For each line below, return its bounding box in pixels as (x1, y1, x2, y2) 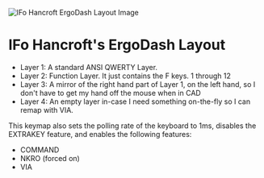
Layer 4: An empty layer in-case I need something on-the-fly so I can (19, 97, 251, 106)
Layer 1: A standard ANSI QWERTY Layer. (19, 62, 158, 72)
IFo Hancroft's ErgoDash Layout (8, 36, 226, 54)
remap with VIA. (19, 105, 74, 114)
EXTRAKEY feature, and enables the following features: (8, 129, 192, 139)
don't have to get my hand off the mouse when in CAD (19, 88, 202, 97)
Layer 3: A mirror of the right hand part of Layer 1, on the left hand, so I (19, 79, 256, 89)
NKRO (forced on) (19, 153, 81, 163)
